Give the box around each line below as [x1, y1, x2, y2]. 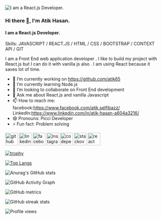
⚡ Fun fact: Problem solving [12, 121, 69, 127]
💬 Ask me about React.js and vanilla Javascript [12, 92, 109, 98]
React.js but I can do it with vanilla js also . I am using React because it [5, 61, 150, 67]
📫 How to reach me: [12, 97, 55, 103]
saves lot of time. [5, 66, 41, 72]
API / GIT [5, 46, 24, 52]
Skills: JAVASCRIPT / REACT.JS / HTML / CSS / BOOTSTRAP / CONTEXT [5, 40, 155, 47]
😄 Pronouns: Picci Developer [12, 115, 73, 121]
